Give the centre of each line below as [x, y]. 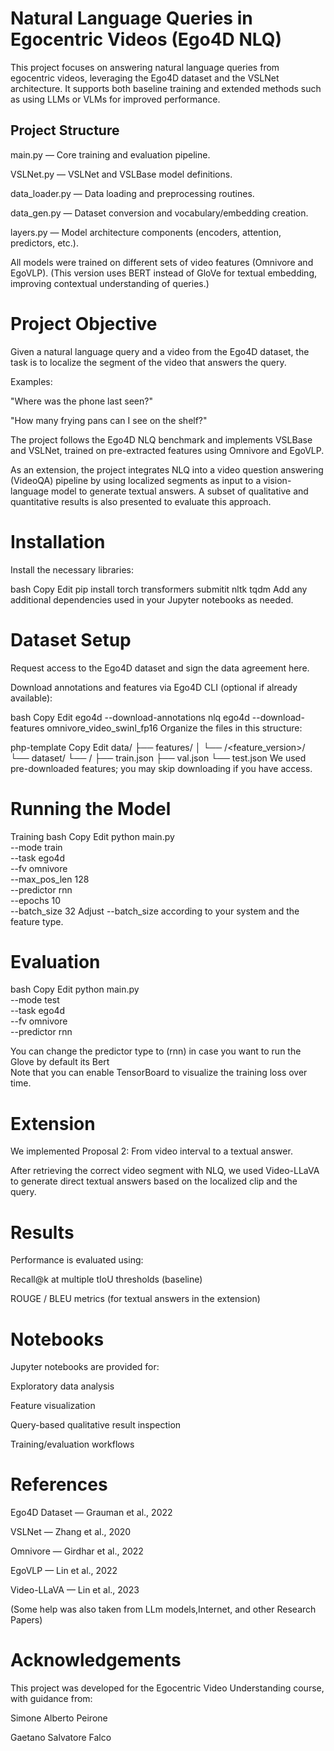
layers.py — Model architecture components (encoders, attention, [146, 232]
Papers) [26, 1620]
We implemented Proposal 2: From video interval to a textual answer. [151, 1151]
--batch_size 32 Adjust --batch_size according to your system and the [155, 911]
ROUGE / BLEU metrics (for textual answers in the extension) [135, 1299]
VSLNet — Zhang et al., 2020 [71, 1532]
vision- [277, 480]
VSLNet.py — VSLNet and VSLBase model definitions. [121, 174]
